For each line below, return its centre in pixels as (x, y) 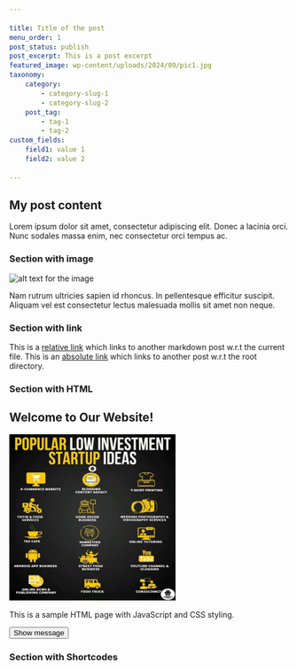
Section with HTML (51, 388)
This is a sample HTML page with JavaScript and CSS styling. (122, 614)
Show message (39, 632)
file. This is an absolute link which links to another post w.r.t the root (133, 357)
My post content (56, 205)
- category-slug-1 (75, 93)
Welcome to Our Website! (81, 418)
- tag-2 (55, 131)
